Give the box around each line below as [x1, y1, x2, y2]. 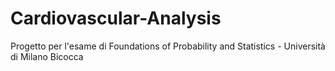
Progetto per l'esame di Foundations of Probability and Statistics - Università [10, 40, 326, 52]
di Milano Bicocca [10, 50, 84, 62]
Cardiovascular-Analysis [10, 7, 222, 30]
